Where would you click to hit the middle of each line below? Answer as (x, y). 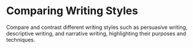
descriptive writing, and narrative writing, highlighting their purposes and (96, 33)
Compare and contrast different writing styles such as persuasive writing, (97, 27)
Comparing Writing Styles (72, 11)
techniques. (21, 40)
